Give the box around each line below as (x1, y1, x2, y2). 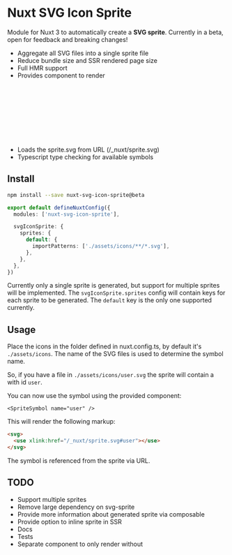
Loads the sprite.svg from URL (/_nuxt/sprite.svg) (17, 145, 160, 154)
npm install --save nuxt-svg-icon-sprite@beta (7, 191, 145, 198)
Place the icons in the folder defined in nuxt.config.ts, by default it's (7, 342, 202, 350)
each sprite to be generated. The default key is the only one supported (7, 296, 212, 304)
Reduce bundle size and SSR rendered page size (17, 56, 158, 64)
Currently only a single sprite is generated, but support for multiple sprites (7, 281, 220, 290)
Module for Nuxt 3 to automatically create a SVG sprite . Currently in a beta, (7, 28, 224, 36)
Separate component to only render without (17, 540, 144, 548)
